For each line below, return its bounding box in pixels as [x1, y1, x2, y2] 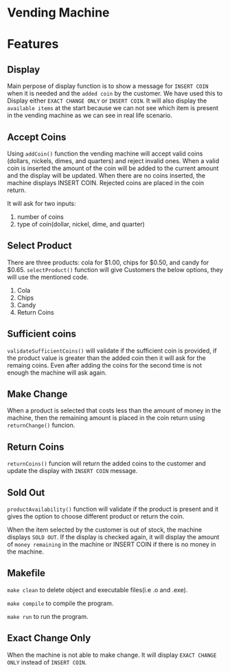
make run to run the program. [7, 612, 89, 620]
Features [7, 36, 59, 52]
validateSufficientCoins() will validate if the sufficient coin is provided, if [7, 346, 218, 355]
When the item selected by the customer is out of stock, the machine [7, 525, 203, 534]
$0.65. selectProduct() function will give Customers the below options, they [7, 265, 223, 273]
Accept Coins [7, 131, 67, 143]
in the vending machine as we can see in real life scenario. [7, 112, 173, 120]
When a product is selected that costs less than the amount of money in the [7, 406, 221, 414]
